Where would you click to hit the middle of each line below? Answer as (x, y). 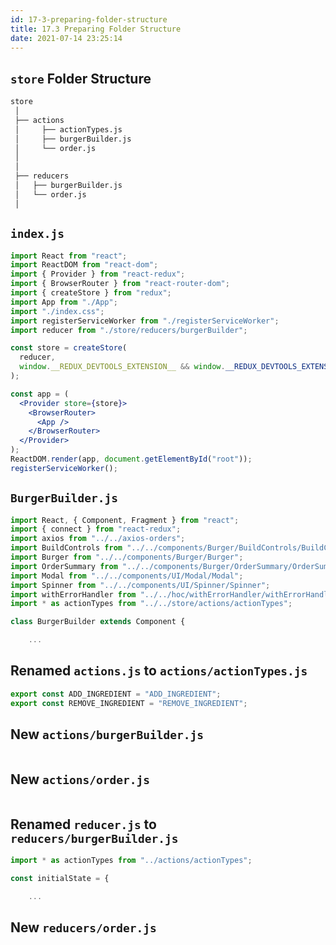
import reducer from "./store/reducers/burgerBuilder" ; (129, 330)
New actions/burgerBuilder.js (107, 734)
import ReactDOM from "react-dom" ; (84, 265)
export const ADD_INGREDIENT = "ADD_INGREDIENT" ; (116, 694)
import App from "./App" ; (64, 302)
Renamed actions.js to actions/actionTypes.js (159, 671)
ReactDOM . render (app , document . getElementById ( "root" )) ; (131, 459)
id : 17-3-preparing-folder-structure (89, 19)
